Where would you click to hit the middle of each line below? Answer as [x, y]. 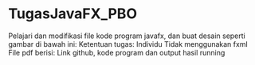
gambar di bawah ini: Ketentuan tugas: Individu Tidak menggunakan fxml [128, 44]
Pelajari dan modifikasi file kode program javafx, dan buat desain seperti [127, 36]
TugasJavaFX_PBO [73, 14]
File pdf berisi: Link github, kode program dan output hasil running [117, 52]
